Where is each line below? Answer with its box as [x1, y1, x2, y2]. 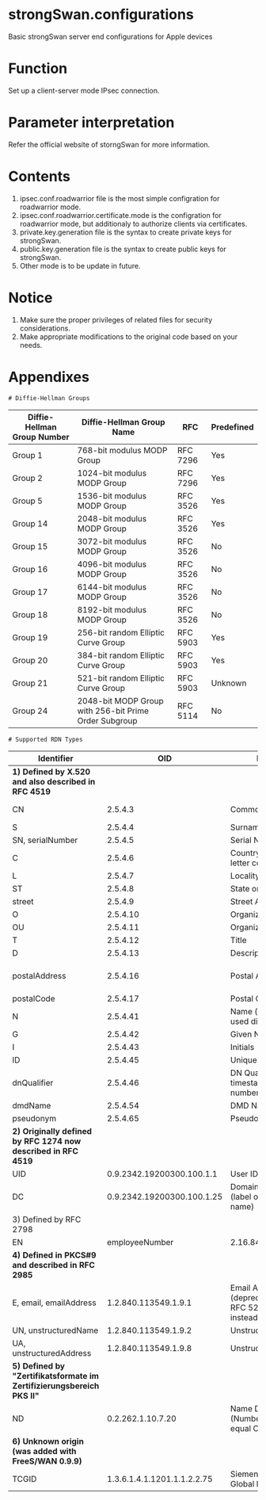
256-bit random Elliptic [77, 627, 165, 638]
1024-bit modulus [77, 468, 147, 479]
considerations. [19, 323, 71, 333]
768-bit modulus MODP [77, 445, 168, 456]
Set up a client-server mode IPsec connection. [8, 86, 160, 95]
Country [230, 847, 261, 858]
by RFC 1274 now [12, 1135, 82, 1147]
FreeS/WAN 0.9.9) [12, 1456, 82, 1467]
